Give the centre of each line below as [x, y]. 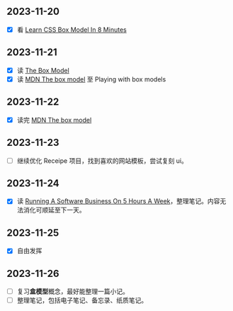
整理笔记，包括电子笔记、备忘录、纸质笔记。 [82, 300]
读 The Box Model [43, 70]
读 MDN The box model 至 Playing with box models [91, 79]
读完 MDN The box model [54, 120]
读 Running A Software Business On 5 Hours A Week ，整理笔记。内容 [118, 201]
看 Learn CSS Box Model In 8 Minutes [72, 29]
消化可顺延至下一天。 [54, 210]
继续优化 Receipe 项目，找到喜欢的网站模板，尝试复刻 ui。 [102, 160]
